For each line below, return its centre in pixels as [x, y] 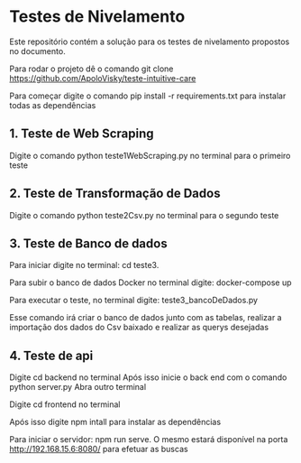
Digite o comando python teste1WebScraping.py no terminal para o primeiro [150, 155]
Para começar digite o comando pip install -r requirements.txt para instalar [148, 96]
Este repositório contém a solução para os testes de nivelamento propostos [150, 42]
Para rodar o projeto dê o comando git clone [91, 69]
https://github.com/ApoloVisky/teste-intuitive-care [103, 78]
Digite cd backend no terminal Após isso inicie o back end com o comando [148, 377]
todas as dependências [53, 105]
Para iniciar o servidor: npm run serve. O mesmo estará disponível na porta [149, 440]
